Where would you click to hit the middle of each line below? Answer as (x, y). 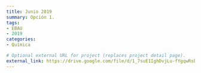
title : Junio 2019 (29, 12)
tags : (13, 23)
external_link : (25, 61)
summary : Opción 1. (31, 17)
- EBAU (14, 28)
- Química (19, 45)
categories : (21, 39)
